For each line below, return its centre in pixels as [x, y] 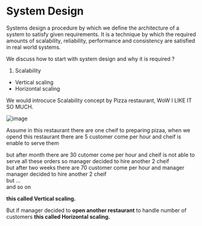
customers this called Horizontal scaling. [58, 216]
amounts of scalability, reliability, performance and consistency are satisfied [101, 40]
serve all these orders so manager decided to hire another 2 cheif [88, 161]
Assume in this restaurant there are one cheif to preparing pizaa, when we [98, 130]
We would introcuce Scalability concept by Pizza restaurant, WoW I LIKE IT [99, 100]
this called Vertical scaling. [41, 198]
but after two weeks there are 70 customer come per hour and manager [96, 167]
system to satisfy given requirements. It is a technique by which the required [101, 34]
